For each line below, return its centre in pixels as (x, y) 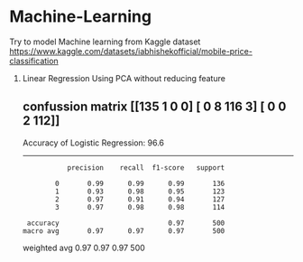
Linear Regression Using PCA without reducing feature (124, 78)
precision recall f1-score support (146, 168)
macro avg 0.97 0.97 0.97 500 (124, 231)
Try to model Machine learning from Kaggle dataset (105, 42)
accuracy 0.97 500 (126, 223)
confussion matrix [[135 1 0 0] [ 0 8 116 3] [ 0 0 (154, 107)
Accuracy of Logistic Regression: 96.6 (93, 143)
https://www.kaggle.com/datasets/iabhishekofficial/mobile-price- (131, 51)
